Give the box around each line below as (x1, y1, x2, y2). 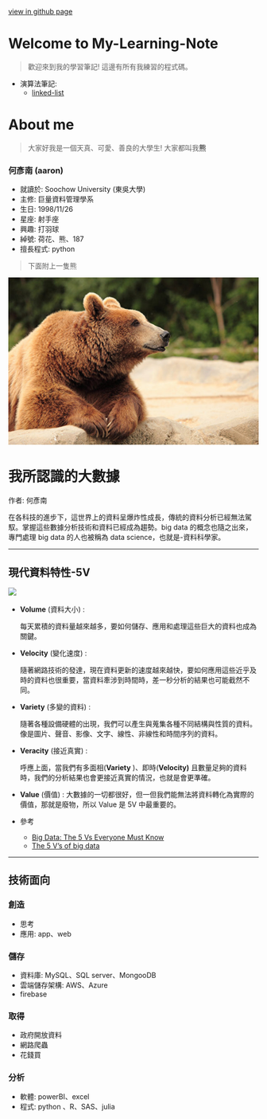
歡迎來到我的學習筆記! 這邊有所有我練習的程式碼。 (27, 61, 192, 71)
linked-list (31, 88, 64, 97)
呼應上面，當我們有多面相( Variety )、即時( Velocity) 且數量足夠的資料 (19, 762, 248, 772)
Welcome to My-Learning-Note (8, 35, 219, 53)
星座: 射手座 (19, 214, 60, 224)
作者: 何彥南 (8, 495, 48, 505)
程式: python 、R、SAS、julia (19, 1101, 115, 1111)
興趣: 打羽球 (19, 225, 60, 234)
